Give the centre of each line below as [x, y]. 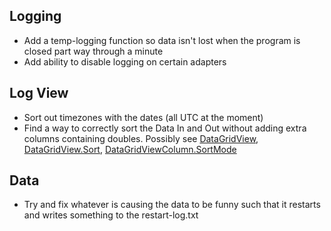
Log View [39, 93]
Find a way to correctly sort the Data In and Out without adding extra [165, 128]
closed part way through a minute [93, 51]
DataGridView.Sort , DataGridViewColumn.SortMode [130, 149]
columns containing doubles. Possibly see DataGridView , [141, 138]
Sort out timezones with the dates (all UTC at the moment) [143, 117]
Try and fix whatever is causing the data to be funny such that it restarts [172, 205]
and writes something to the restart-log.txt [111, 215]
